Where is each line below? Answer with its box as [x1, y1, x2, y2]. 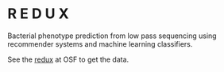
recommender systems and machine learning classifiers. [7, 39, 193, 48]
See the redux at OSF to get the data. [7, 55, 129, 64]
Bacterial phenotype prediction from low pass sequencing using [7, 31, 217, 40]
